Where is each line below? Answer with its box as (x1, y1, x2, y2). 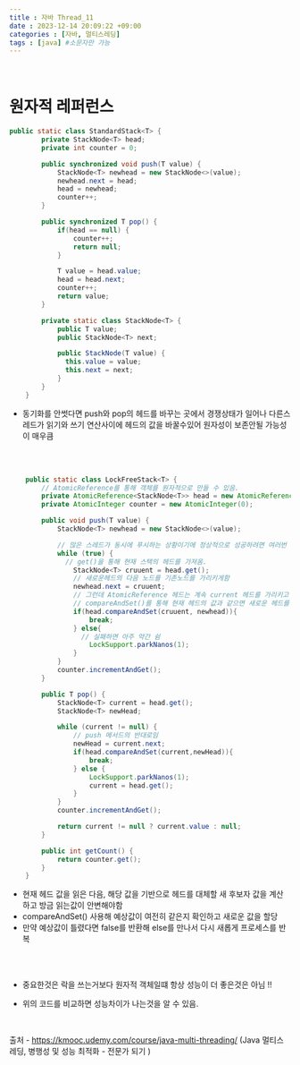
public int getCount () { (41, 847, 134, 856)
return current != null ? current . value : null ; (56, 822, 242, 831)
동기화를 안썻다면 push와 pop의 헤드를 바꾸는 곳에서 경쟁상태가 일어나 (21, 408, 268, 419)
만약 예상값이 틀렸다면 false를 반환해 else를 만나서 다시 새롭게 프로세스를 (21, 923, 277, 933)
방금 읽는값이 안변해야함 (38, 900, 123, 911)
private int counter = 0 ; (41, 143, 138, 152)
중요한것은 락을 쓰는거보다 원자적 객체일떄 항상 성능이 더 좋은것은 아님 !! (21, 979, 272, 990)
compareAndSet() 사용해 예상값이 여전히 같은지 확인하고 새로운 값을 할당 (21, 911, 279, 922)
